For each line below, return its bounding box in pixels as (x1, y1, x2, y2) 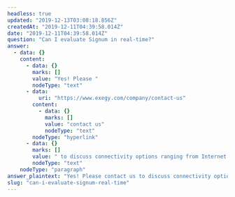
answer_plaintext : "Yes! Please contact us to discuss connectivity (7, 173, 211, 180)
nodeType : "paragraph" (20, 166, 86, 173)
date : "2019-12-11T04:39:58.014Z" (7, 29, 108, 37)
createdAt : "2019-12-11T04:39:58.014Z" (7, 23, 124, 30)
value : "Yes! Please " (32, 75, 99, 82)
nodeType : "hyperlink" (32, 133, 99, 140)
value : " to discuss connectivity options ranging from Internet (32, 153, 227, 161)
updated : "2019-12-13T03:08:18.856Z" (7, 17, 117, 24)
